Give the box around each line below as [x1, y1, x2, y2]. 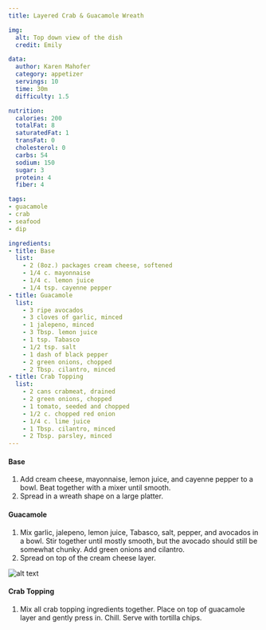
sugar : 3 [15, 166, 45, 174]
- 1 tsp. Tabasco [22, 336, 80, 344]
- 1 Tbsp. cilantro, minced [22, 424, 115, 433]
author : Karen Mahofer [15, 63, 91, 71]
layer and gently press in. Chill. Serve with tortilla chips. [19, 612, 202, 622]
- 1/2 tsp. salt [22, 343, 77, 351]
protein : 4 [15, 173, 52, 182]
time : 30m [15, 85, 48, 93]
